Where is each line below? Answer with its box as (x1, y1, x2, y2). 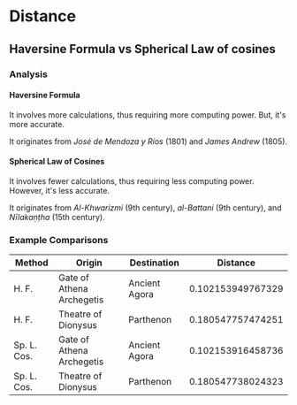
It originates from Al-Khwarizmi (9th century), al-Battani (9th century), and (9, 202, 282, 213)
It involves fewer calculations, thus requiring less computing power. (9, 175, 255, 187)
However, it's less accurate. (9, 185, 110, 195)
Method (14, 256, 49, 269)
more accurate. (9, 118, 65, 129)
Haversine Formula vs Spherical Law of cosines (9, 42, 276, 57)
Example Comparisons (9, 233, 109, 246)
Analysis (9, 68, 49, 80)
